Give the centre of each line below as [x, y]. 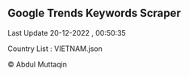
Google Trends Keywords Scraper [94, 13]
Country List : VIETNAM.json [55, 49]
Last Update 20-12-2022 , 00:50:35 [67, 32]
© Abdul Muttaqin [38, 64]
